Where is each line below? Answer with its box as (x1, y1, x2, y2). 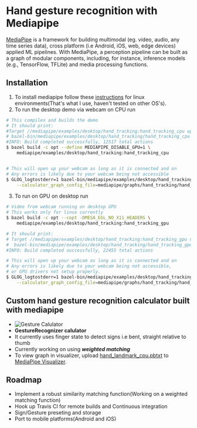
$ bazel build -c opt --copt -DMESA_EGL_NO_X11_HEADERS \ (6, 215, 151, 221)
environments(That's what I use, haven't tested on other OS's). (14, 100, 167, 107)
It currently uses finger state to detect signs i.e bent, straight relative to (14, 333, 186, 340)
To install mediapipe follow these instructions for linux (14, 93, 145, 100)
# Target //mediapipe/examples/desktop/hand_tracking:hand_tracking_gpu (6, 236, 188, 242)
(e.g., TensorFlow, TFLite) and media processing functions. (6, 60, 148, 68)
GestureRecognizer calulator (14, 327, 87, 334)
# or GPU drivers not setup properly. (6, 269, 101, 275)
